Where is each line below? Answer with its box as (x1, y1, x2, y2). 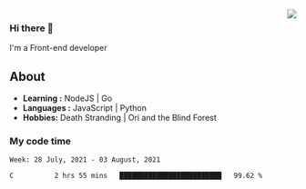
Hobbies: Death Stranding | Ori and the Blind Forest (22, 113, 217, 124)
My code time (9, 135, 71, 148)
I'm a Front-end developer (9, 43, 107, 54)
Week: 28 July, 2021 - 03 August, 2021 (9, 155, 161, 164)
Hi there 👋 (9, 22, 55, 35)
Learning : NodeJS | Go (22, 93, 113, 104)
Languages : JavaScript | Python (22, 103, 148, 114)
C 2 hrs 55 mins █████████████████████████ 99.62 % (9, 172, 262, 181)
